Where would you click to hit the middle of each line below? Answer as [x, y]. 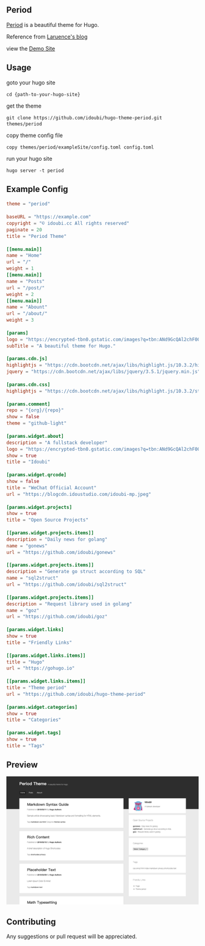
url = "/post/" [26, 288]
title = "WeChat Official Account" [52, 488]
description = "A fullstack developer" [57, 443]
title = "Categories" [34, 720]
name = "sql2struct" [33, 578]
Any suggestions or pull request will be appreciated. [72, 937]
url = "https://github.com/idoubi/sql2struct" [67, 585]
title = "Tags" [26, 745]
